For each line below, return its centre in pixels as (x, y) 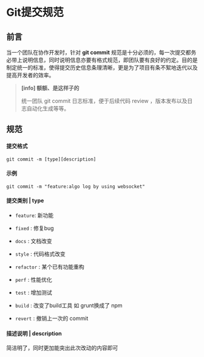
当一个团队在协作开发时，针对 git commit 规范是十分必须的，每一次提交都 (99, 52)
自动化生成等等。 (48, 108)
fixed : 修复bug (34, 228)
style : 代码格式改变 (40, 254)
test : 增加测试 (34, 292)
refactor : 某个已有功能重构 (49, 267)
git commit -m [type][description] (51, 159)
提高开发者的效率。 (30, 75)
